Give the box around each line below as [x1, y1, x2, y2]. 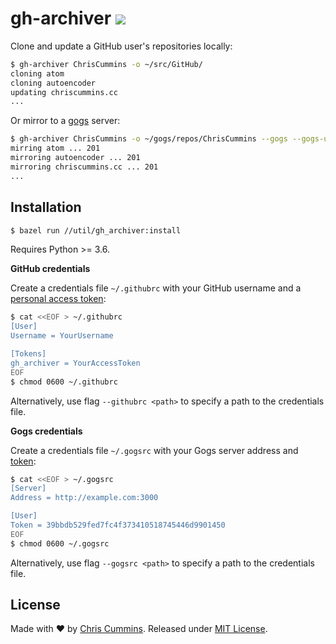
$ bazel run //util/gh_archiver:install [10, 225, 182, 236]
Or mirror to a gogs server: [10, 115, 121, 127]
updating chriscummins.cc [10, 87, 118, 97]
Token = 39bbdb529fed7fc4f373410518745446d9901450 [10, 520, 226, 530]
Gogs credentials [10, 425, 83, 437]
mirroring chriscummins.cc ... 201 [10, 162, 159, 172]
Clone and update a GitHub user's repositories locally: [10, 40, 233, 52]
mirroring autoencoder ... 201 [10, 153, 141, 163]
